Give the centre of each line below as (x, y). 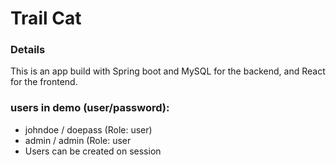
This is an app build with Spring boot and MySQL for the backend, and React (168, 71)
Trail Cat (46, 18)
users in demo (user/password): (90, 108)
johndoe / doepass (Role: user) (88, 129)
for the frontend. (44, 82)
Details (28, 50)
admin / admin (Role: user (78, 140)
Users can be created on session (93, 151)
